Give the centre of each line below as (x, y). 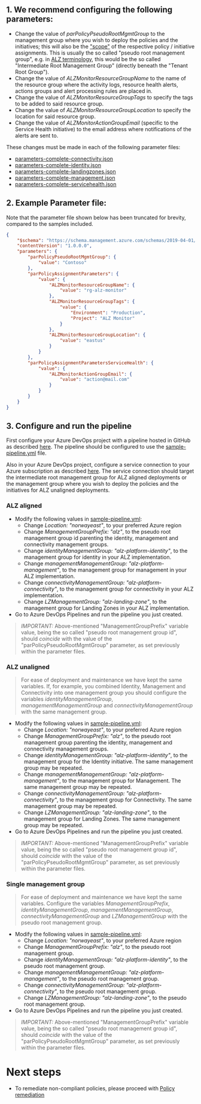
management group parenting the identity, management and (98, 743)
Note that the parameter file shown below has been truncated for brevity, (96, 217)
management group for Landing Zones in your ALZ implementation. (106, 608)
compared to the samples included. (50, 223)
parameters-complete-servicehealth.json (66, 184)
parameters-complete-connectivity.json (64, 159)
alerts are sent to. (36, 135)
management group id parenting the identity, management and (101, 538)
